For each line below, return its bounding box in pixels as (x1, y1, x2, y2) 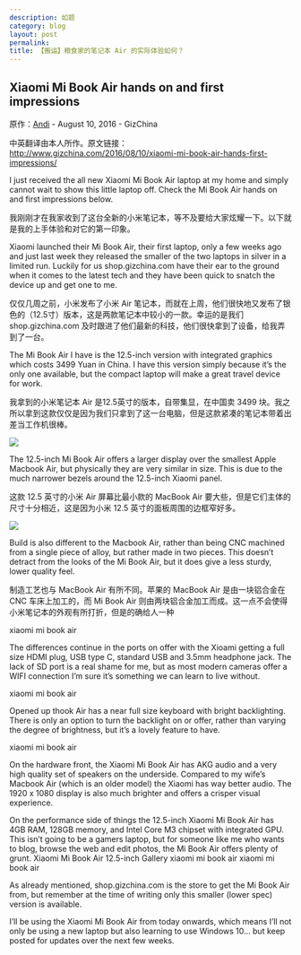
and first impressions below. (9, 194, 114, 204)
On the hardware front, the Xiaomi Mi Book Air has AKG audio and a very (9, 759, 278, 769)
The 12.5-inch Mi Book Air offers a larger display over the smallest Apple (9, 454, 277, 464)
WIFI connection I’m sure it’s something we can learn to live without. (9, 670, 261, 682)
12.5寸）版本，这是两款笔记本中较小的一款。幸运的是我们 (32, 308, 245, 319)
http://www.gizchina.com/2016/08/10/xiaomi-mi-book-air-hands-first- (9, 147, 268, 158)
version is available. (9, 899, 82, 909)
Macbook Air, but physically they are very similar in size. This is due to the (9, 463, 283, 473)
